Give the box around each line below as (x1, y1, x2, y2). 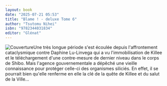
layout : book (5, 7, 32, 12)
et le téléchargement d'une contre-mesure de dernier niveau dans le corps (5, 55, 159, 60)
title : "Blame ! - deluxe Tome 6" (5, 16, 77, 21)
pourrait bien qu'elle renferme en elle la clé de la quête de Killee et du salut (5, 71, 160, 76)
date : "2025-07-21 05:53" (5, 12, 59, 17)
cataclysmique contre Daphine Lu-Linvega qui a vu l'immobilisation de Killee (5, 49, 162, 55)
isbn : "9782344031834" (5, 26, 52, 31)
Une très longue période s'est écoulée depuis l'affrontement (33, 44, 157, 50)
